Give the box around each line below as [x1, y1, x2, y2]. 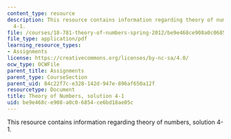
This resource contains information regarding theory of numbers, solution [7, 118, 215, 126]
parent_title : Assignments [7, 67, 85, 74]
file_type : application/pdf [7, 36, 88, 42]
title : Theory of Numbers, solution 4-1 [7, 93, 125, 100]
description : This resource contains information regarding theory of [7, 16, 214, 23]
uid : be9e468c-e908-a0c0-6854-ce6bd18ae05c [7, 99, 134, 106]
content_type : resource [7, 10, 76, 17]
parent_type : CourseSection [7, 73, 88, 81]
